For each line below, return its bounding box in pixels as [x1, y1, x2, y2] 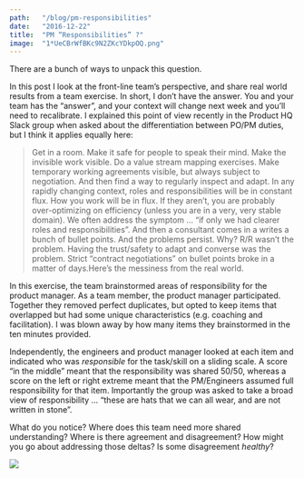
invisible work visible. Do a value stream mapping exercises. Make [31, 156, 279, 168]
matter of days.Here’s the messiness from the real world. [31, 263, 244, 274]
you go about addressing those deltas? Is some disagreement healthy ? [9, 442, 274, 453]
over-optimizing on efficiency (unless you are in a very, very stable [31, 205, 281, 216]
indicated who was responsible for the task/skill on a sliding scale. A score [9, 356, 288, 367]
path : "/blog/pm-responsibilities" [9, 13, 152, 23]
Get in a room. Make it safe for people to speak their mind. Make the [31, 147, 287, 158]
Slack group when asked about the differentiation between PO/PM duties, [9, 120, 284, 131]
